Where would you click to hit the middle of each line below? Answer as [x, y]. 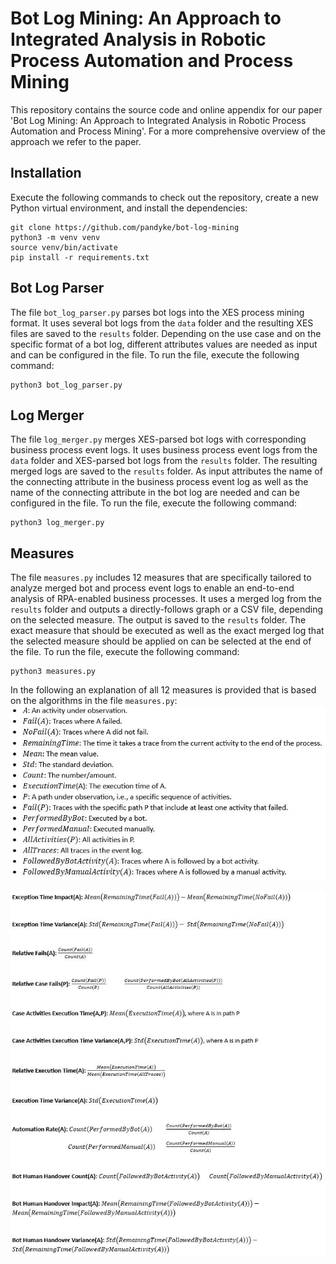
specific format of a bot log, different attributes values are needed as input [164, 344]
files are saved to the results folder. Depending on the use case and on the [166, 333]
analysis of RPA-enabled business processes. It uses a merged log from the [166, 599]
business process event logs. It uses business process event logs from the [164, 450]
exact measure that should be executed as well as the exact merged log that [167, 631]
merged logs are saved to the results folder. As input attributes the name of [166, 471]
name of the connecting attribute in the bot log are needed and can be [155, 493]
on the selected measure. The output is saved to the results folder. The [158, 620]
